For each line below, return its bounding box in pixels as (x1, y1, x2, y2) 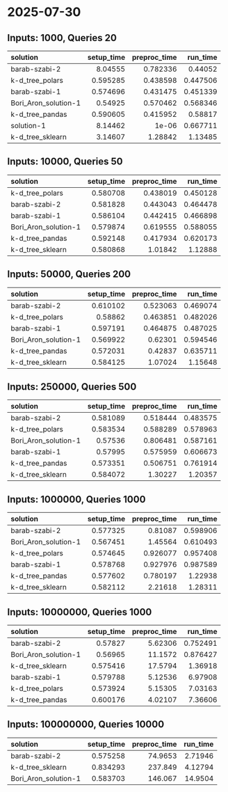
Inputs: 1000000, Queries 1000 (7, 493, 146, 505)
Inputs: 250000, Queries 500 (7, 381, 137, 393)
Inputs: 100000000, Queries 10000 (7, 718, 165, 731)
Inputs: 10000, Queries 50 (7, 156, 123, 168)
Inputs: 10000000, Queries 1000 (7, 606, 152, 618)
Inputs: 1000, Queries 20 (7, 32, 117, 44)
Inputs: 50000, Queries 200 (7, 269, 131, 280)
